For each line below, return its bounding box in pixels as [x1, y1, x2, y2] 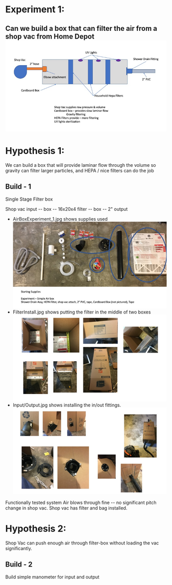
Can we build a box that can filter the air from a [5, 24, 158, 33]
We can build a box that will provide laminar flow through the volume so [5, 162, 156, 168]
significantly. [5, 545, 32, 552]
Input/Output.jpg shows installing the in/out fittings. [12, 402, 121, 408]
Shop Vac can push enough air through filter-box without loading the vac [5, 540, 159, 546]
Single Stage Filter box [5, 196, 53, 202]
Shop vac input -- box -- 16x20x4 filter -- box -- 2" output [5, 206, 128, 212]
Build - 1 [5, 182, 32, 191]
